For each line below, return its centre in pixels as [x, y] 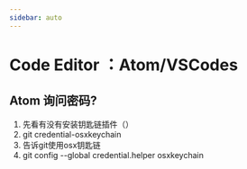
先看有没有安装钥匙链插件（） [78, 124]
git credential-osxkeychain [72, 134]
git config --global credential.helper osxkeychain [113, 155]
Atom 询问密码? [53, 101]
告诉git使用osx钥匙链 [61, 145]
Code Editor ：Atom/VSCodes [124, 65]
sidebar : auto [36, 18]
